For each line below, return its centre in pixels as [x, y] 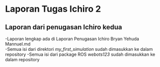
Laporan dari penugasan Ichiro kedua [64, 27]
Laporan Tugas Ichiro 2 [53, 9]
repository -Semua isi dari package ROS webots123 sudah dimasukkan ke [80, 54]
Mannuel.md [18, 44]
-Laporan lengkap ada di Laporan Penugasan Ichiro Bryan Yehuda [72, 39]
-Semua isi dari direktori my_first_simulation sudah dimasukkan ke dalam [79, 49]
